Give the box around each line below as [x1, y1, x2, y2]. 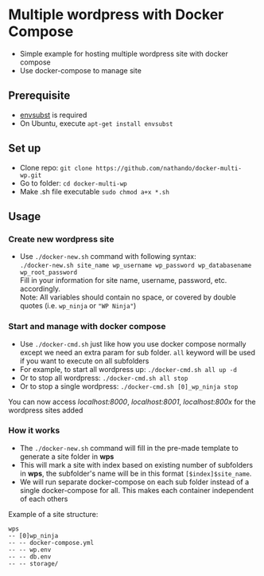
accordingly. [19, 284, 61, 294]
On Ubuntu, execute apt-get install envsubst [19, 118, 173, 128]
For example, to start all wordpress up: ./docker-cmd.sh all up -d [19, 364, 237, 374]
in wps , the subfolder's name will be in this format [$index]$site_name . [19, 468, 252, 478]
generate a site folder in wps [19, 452, 115, 461]
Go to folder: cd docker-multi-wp [19, 178, 127, 188]
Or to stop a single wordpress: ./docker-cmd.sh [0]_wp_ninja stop [19, 381, 239, 391]
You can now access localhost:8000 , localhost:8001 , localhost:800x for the [8, 397, 256, 406]
